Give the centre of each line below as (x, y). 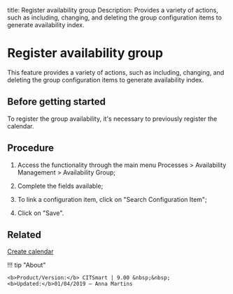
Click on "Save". (41, 213)
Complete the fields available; (60, 186)
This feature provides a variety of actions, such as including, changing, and (116, 72)
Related (24, 234)
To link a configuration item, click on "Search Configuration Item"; (112, 199)
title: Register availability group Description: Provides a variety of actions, (113, 10)
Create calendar (30, 251)
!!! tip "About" (27, 265)
